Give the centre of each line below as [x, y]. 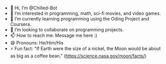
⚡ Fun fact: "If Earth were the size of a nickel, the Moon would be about [85, 48]
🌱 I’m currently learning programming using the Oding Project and [80, 19]
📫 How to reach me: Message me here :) [54, 35]
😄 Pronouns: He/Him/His [37, 43]
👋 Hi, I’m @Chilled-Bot [34, 8]
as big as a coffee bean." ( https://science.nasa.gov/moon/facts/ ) [78, 56]
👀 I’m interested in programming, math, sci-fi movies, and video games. [86, 13]
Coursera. [21, 24]
